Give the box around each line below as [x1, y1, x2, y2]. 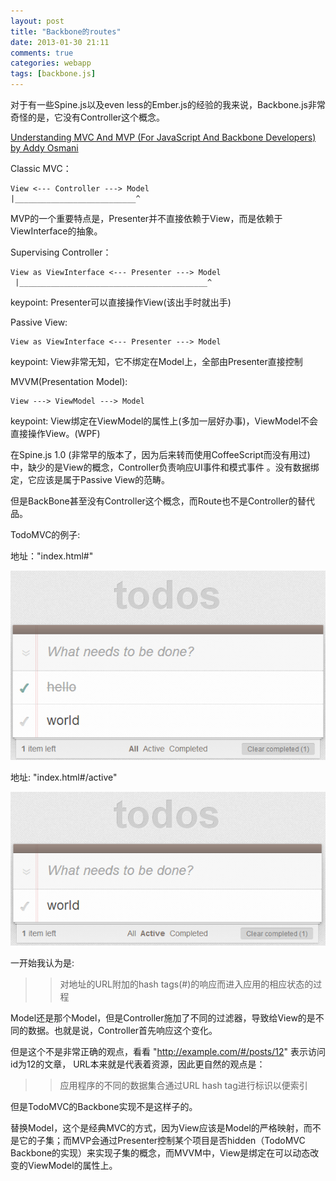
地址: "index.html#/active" [10, 771, 118, 783]
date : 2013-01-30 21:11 [10, 37, 110, 47]
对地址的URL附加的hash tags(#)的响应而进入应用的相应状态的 [59, 978, 314, 990]
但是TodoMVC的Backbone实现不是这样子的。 [10, 1101, 198, 1113]
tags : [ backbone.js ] [10, 69, 97, 79]
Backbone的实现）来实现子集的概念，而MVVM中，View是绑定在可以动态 [10, 1147, 311, 1159]
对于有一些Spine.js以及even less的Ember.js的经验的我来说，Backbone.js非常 [10, 99, 326, 110]
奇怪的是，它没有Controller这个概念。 [10, 111, 166, 123]
